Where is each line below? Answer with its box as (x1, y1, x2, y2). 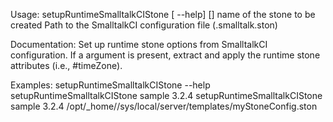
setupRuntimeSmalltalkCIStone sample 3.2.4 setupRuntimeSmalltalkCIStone (10, 90, 323, 101)
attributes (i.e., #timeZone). (10, 60, 123, 71)
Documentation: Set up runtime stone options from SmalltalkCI (10, 39, 268, 50)
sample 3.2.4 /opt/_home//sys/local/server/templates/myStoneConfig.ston (10, 100, 318, 112)
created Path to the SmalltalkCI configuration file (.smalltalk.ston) (10, 19, 278, 31)
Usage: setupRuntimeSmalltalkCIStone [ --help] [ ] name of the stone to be (10, 9, 316, 20)
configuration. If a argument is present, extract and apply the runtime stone (10, 49, 321, 61)
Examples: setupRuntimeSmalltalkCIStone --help (10, 79, 211, 91)
